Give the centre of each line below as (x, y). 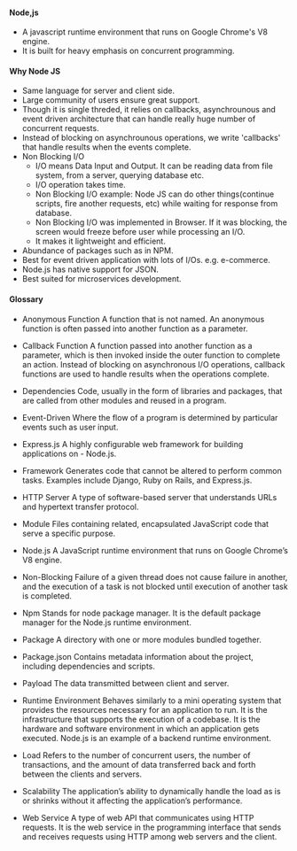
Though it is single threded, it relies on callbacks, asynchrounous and (149, 110)
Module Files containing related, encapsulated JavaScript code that (145, 523)
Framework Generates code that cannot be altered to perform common (152, 470)
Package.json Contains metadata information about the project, (138, 656)
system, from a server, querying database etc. (120, 175)
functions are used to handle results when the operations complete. (146, 374)
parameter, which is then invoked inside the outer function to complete (151, 355)
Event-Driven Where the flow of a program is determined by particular (150, 417)
